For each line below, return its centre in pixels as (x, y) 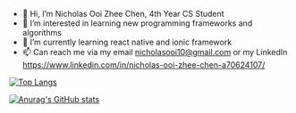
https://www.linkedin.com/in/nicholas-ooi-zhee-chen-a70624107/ (144, 65)
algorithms (42, 32)
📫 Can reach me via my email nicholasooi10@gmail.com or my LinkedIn (155, 52)
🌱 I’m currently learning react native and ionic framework (127, 42)
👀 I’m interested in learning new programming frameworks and (137, 23)
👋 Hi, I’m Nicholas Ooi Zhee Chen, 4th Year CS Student (123, 14)
